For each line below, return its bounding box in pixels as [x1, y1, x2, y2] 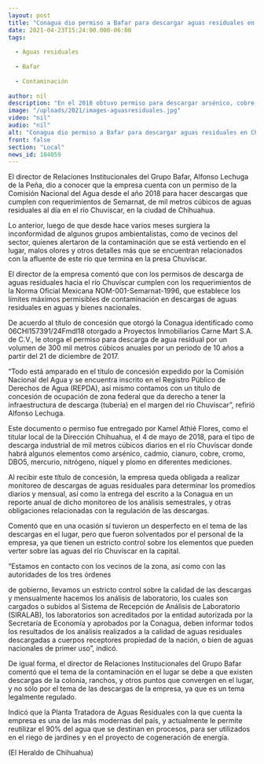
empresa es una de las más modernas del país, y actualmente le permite [8, 716, 243, 725]
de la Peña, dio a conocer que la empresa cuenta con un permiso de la [8, 180, 237, 190]
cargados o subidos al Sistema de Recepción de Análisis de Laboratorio [8, 602, 240, 611]
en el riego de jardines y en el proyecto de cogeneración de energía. [8, 733, 229, 742]
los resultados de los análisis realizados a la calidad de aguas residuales [8, 627, 242, 637]
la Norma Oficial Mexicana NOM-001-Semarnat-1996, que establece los [8, 286, 241, 296]
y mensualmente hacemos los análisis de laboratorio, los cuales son [8, 593, 229, 603]
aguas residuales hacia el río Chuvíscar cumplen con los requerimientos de [8, 278, 251, 287]
